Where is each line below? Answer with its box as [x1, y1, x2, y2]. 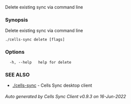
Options [5, 49, 25, 56]
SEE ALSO [5, 71, 30, 78]
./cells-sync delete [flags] [5, 37, 65, 42]
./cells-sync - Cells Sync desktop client [12, 82, 93, 88]
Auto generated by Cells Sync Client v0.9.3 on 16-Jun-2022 [5, 94, 127, 100]
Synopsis [5, 16, 28, 23]
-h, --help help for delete [9, 60, 71, 65]
